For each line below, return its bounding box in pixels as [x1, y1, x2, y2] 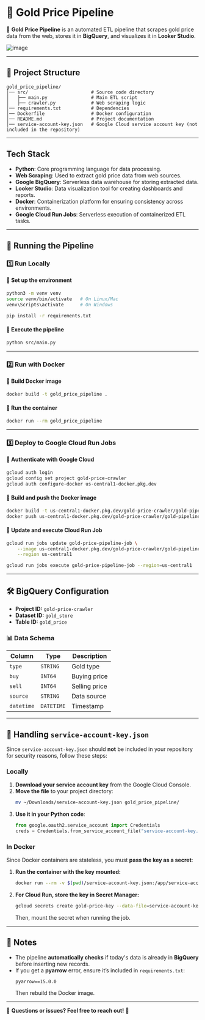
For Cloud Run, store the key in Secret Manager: [15, 891, 139, 898]
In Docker [6, 842, 35, 851]
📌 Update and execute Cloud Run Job [6, 527, 103, 534]
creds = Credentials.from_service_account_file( [15, 828, 142, 834]
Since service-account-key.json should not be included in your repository [6, 745, 193, 753]
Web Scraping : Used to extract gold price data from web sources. [15, 171, 182, 179]
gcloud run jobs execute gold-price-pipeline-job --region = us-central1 [6, 563, 192, 569]
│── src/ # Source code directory [6, 89, 154, 95]
